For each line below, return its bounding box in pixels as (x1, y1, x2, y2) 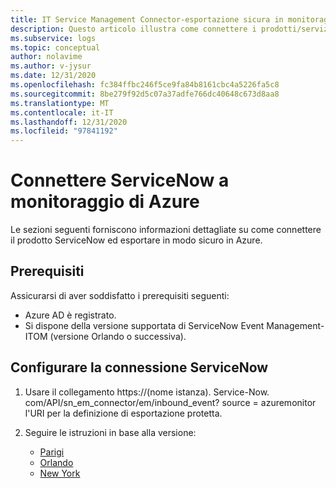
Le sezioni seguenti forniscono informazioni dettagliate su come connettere (10, 224, 322, 236)
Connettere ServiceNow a (10, 169, 230, 192)
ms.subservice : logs (10, 33, 97, 43)
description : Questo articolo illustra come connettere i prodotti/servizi (10, 24, 333, 34)
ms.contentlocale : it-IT (10, 107, 114, 118)
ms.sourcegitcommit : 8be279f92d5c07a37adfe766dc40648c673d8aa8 (10, 89, 280, 99)
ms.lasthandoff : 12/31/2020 (10, 117, 128, 127)
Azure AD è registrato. (24, 309, 117, 321)
